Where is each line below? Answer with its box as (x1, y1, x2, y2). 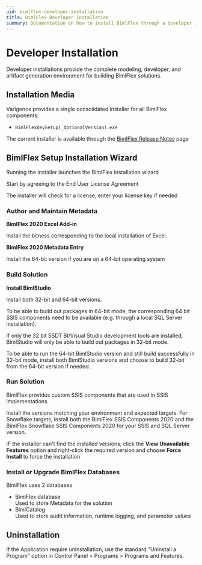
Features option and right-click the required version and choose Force (6, 446, 182, 454)
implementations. (6, 397, 49, 405)
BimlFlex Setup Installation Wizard (6, 153, 138, 163)
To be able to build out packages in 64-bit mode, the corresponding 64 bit (6, 307, 191, 314)
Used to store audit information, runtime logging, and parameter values (14, 512, 191, 520)
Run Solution (6, 377, 44, 386)
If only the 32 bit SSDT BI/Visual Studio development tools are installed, (6, 332, 183, 339)
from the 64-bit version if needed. (6, 362, 91, 370)
